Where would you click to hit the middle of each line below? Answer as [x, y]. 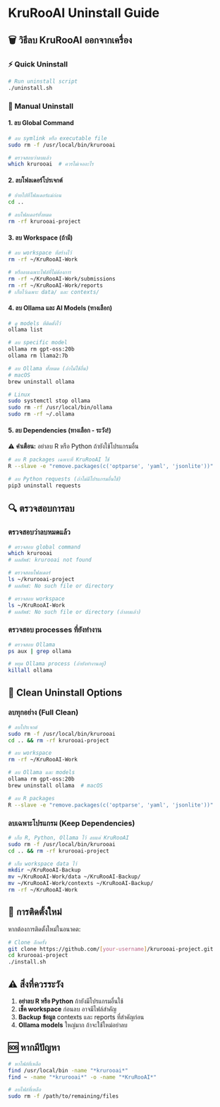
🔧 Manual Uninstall [41, 106]
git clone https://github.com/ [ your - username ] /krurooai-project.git [111, 949]
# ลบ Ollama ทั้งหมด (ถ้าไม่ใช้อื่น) [49, 368]
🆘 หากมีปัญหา [34, 1048]
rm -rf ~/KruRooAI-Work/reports [55, 285]
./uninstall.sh [30, 88]
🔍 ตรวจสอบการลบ [41, 509]
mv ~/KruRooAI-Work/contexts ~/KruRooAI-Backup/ [81, 884]
